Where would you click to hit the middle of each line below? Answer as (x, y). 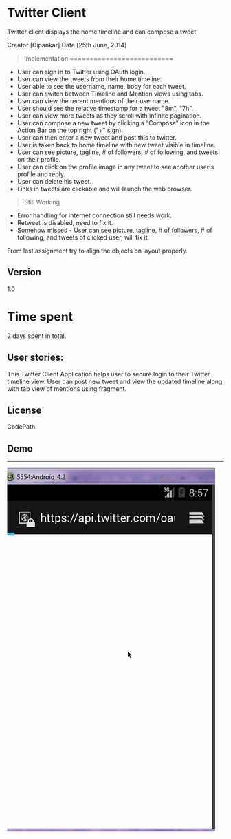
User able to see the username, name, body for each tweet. (101, 86)
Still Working (42, 202)
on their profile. (39, 159)
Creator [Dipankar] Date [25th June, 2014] (67, 45)
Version (24, 272)
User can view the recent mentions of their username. (93, 100)
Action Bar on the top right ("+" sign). (70, 130)
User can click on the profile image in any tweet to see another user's (115, 167)
